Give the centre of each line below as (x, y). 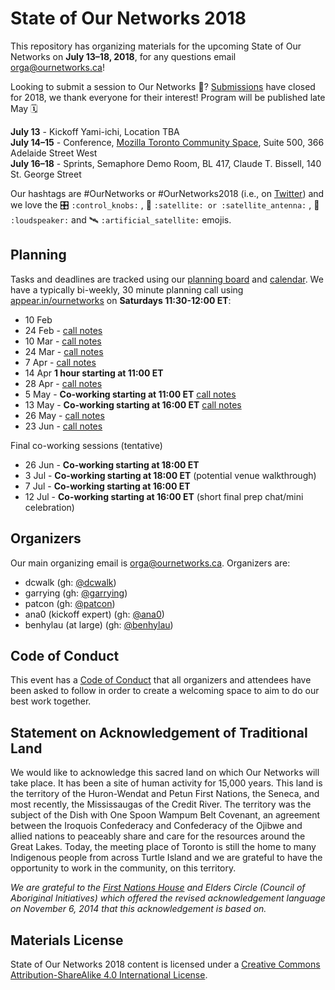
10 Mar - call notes (63, 341)
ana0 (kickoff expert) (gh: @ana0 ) (94, 614)
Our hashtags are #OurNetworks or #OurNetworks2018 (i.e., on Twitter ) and (167, 193)
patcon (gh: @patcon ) (70, 603)
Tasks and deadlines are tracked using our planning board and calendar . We (167, 279)
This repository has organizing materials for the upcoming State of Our (156, 46)
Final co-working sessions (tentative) (86, 445)
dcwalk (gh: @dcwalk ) (70, 582)
